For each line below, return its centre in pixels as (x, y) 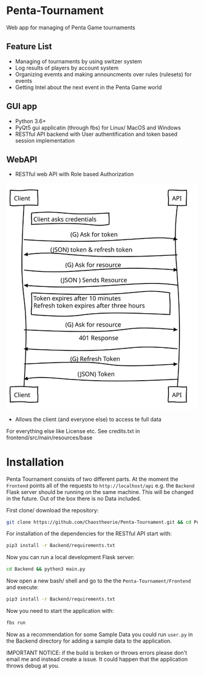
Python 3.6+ (31, 121)
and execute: (22, 587)
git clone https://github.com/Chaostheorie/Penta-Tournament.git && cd (99, 522)
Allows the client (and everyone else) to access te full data (88, 419)
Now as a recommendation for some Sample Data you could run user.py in (100, 634)
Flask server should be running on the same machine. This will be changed (100, 492)
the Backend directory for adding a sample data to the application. (89, 641)
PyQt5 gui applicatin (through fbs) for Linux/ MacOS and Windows (98, 127)
